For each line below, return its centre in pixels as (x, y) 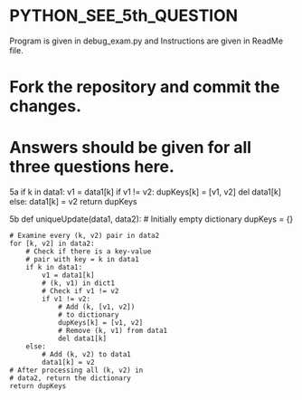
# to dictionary (88, 315)
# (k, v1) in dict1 (79, 283)
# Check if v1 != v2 (80, 291)
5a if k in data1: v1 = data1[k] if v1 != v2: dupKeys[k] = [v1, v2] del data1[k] (146, 192)
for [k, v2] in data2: (52, 244)
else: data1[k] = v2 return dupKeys (73, 202)
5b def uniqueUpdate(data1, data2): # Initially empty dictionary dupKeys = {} (151, 219)
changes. (45, 106)
